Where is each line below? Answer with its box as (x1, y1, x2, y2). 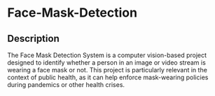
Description (7, 33, 60, 45)
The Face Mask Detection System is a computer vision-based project (7, 51, 207, 59)
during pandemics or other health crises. (7, 81, 125, 88)
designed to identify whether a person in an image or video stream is (7, 58, 207, 67)
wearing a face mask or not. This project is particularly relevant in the (7, 66, 208, 74)
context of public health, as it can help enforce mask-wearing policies (7, 73, 209, 81)
